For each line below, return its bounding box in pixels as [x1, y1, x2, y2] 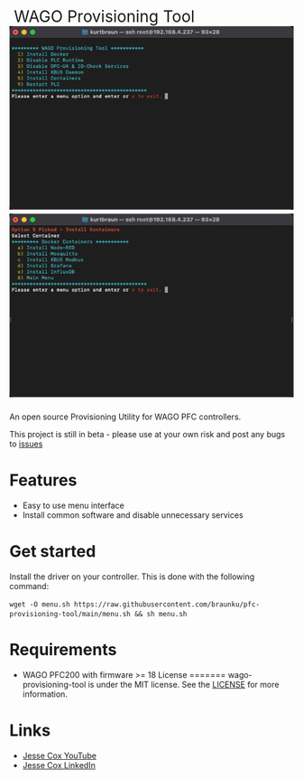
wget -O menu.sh [9, 599, 70, 609]
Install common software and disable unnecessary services [22, 510, 243, 521]
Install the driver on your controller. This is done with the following [9, 571, 255, 582]
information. [22, 689, 68, 699]
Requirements [9, 640, 117, 661]
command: [9, 580, 50, 591]
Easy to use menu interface [22, 500, 124, 512]
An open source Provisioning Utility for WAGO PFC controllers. [9, 411, 242, 422]
